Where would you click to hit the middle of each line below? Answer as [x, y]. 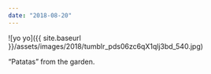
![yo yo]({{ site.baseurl [44, 38]
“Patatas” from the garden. [52, 61]
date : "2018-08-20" [40, 15]
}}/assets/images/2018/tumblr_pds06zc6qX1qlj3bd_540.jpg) [105, 46]
